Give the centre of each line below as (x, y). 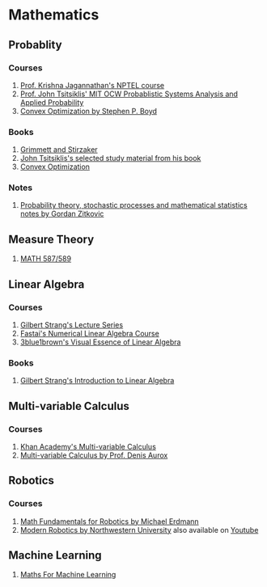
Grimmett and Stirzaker (59, 150)
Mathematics (54, 15)
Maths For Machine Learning (68, 575)
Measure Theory (51, 239)
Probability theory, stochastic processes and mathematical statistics (134, 205)
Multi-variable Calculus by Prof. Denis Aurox (94, 455)
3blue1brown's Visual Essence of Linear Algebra (100, 342)
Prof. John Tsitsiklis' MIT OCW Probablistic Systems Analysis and (129, 94)
